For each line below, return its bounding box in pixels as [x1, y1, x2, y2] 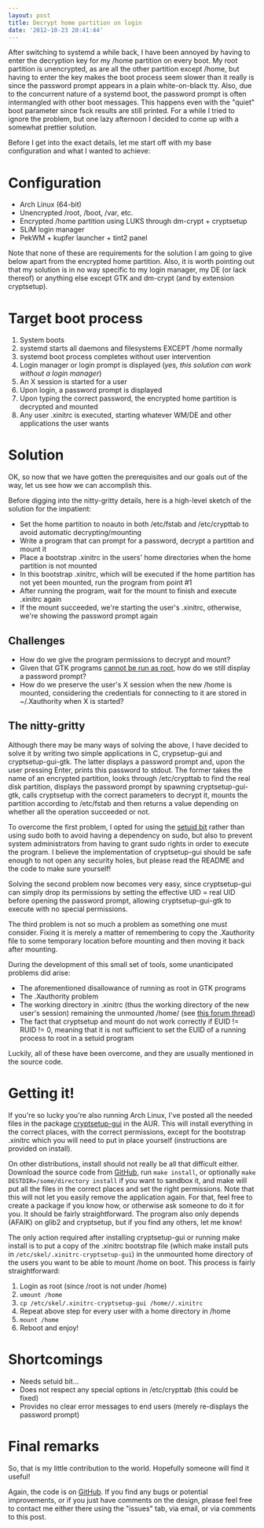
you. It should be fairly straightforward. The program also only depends [8, 1209, 240, 1218]
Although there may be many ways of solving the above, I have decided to [8, 740, 249, 749]
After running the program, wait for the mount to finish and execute [19, 586, 237, 595]
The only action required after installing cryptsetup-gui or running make [8, 1233, 240, 1242]
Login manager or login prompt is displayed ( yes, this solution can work [19, 361, 251, 370]
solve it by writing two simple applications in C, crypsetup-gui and [8, 748, 222, 758]
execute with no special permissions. [8, 904, 128, 914]
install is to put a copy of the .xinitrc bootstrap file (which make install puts [8, 1240, 249, 1250]
